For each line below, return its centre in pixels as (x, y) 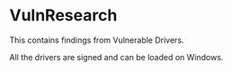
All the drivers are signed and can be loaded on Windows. (116, 57)
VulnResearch (63, 16)
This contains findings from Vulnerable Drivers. (97, 40)
